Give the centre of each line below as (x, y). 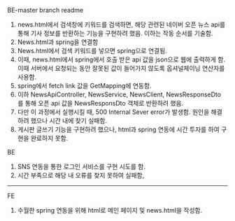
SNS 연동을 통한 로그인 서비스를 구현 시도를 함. (81, 166)
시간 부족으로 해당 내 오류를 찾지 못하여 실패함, (81, 175)
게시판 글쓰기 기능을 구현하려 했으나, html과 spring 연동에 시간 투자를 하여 (119, 129)
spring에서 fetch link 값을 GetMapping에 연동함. (84, 86)
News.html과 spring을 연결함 (58, 42)
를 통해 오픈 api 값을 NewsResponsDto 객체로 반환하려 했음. (100, 103)
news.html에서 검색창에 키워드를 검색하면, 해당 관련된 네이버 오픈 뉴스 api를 (121, 24)
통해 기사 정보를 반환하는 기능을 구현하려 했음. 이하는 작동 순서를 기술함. (115, 33)
